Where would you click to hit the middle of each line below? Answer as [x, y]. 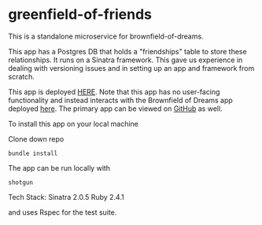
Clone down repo [36, 138]
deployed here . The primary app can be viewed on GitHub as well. [115, 109]
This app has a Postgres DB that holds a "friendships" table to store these [127, 51]
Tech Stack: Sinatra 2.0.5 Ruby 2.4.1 [66, 197]
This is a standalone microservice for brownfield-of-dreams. [106, 36]
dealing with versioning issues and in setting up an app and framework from [131, 68]
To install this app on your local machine [74, 124]
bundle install [33, 153]
